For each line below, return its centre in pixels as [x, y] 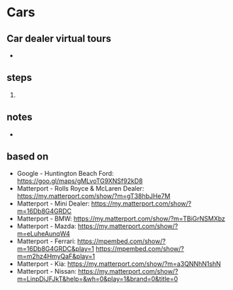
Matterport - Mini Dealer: [53, 203]
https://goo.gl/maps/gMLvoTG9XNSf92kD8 [80, 181]
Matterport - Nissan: [47, 272]
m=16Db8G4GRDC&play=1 [56, 249]
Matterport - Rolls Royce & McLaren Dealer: [80, 189]
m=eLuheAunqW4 [43, 234]
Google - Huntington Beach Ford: [65, 174]
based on [28, 157]
